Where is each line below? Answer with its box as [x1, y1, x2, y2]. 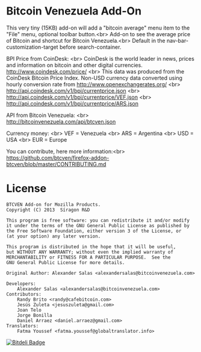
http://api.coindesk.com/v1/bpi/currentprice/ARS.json [6, 99, 138, 107]
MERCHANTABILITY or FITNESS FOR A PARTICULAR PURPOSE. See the [6, 254, 171, 260]
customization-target [6, 43, 58, 51]
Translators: [6, 322, 39, 329]
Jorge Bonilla [17, 312, 52, 318]
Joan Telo [17, 307, 42, 313]
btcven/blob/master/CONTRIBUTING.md [6, 160, 107, 168]
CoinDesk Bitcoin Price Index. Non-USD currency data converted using [6, 74, 182, 81]
